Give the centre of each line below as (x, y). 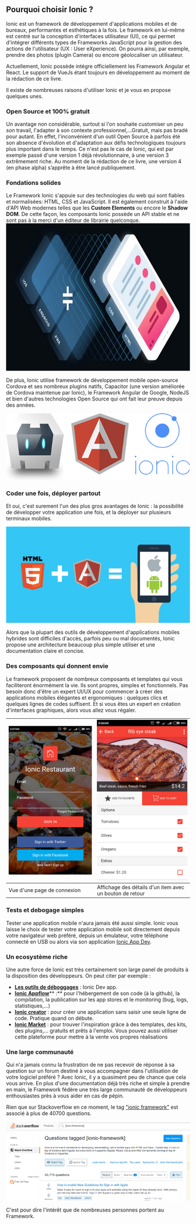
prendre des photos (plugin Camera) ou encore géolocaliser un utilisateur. (95, 54)
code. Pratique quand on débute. (54, 1018)
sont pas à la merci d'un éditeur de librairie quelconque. (73, 220)
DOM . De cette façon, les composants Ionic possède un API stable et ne (93, 214)
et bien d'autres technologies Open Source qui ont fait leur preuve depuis (94, 399)
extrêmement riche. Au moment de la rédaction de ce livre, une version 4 (94, 162)
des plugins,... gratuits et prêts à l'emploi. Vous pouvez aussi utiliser (96, 1030)
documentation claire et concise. (45, 651)
